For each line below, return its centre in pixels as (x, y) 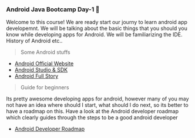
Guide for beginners (45, 87)
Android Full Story (36, 76)
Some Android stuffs (45, 52)
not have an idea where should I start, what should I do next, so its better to (97, 105)
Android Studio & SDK (41, 70)
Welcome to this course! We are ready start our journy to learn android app (97, 22)
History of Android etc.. (34, 41)
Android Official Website (44, 63)
